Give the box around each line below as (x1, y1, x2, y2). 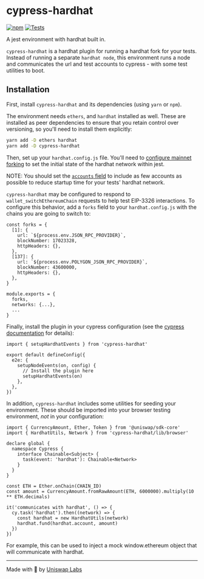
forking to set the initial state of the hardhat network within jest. (6, 160, 165, 167)
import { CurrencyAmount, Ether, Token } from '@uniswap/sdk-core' (6, 424, 181, 430)
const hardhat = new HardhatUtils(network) (17, 515, 129, 521)
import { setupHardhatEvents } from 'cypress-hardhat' (6, 341, 148, 347)
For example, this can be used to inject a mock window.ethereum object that (6, 541, 197, 549)
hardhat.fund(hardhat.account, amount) (17, 520, 118, 527)
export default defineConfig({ (6, 351, 86, 358)
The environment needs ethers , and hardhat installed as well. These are (6, 112, 186, 119)
